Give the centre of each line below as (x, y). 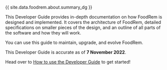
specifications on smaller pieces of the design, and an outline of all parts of (83, 27)
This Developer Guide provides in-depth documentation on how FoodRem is (84, 17)
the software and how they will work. (43, 33)
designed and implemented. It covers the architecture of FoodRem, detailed (83, 22)
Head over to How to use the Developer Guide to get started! (68, 62)
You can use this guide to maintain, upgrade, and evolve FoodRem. (74, 42)
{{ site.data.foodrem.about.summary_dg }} (49, 7)
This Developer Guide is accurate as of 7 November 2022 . (66, 52)
